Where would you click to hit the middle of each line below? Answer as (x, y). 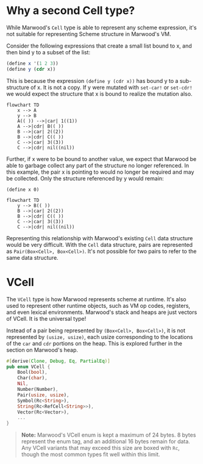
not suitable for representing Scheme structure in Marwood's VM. (89, 34)
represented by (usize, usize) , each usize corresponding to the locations (100, 337)
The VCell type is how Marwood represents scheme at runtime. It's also (96, 299)
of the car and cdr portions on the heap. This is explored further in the (94, 343)
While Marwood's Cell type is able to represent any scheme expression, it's (101, 27)
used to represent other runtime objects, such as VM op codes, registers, (98, 305)
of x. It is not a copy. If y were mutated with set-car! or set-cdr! (111, 87)
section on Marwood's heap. (42, 350)
